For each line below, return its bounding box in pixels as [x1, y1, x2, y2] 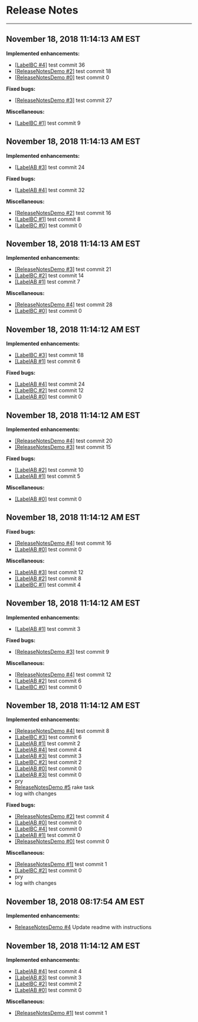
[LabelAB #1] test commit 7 [14, 278, 81, 286]
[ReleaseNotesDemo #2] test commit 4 [14, 813, 110, 820]
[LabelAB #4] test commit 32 [14, 186, 85, 193]
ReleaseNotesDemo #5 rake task [14, 784, 94, 791]
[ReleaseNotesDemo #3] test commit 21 [14, 266, 111, 273]
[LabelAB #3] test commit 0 [14, 771, 82, 778]
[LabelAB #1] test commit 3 [14, 625, 81, 632]
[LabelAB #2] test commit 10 [14, 467, 84, 473]
